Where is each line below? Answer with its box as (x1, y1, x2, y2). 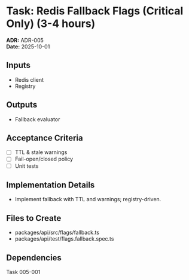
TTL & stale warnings (14, 149, 68, 156)
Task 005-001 (6, 269, 41, 275)
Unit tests (14, 162, 39, 170)
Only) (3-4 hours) (6, 17, 96, 30)
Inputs (6, 60, 31, 70)
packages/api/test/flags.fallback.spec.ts (14, 235, 114, 242)
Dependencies (6, 253, 62, 263)
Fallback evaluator (14, 115, 60, 123)
